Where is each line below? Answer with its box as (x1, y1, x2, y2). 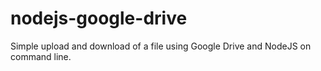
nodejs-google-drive (10, 7, 188, 30)
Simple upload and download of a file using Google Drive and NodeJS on (10, 40, 312, 52)
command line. (10, 50, 72, 62)
